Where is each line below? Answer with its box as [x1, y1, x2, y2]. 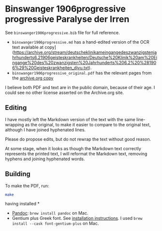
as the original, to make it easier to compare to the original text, [25, 122, 151, 127]
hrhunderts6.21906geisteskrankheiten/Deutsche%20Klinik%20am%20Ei [12, 54, 157, 60]
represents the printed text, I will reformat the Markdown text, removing [5, 151, 147, 156]
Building [5, 170, 30, 178]
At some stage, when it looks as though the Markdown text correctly [5, 145, 141, 151]
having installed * [5, 201, 40, 207]
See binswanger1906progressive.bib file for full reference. [5, 30, 120, 35]
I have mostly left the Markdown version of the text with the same [5, 116, 135, 122]
